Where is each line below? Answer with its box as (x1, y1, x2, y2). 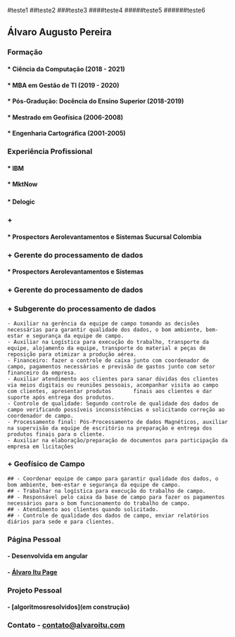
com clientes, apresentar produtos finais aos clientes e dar (7, 387, 212, 394)
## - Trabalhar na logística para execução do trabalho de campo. (7, 487, 206, 494)
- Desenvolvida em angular (7, 552, 88, 560)
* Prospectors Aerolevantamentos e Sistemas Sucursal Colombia (7, 232, 202, 241)
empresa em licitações (7, 443, 74, 450)
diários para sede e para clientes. (7, 518, 115, 525)
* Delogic (7, 198, 35, 206)
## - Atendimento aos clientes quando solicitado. (7, 506, 159, 513)
